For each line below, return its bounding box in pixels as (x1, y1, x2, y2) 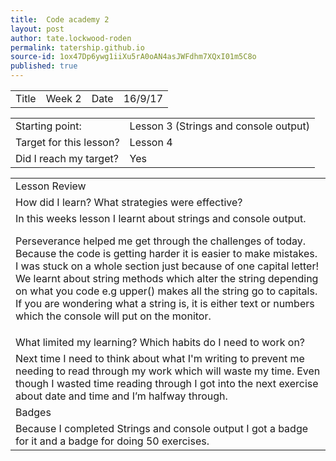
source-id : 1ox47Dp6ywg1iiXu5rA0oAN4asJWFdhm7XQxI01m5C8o (10, 52, 257, 62)
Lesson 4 (129, 136, 173, 149)
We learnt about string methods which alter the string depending (15, 272, 319, 285)
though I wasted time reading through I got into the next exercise (15, 377, 319, 390)
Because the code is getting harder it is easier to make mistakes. (15, 247, 318, 260)
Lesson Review (15, 179, 87, 193)
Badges (15, 406, 52, 419)
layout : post (10, 24, 65, 34)
